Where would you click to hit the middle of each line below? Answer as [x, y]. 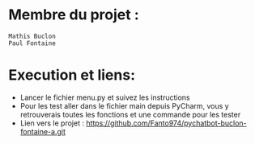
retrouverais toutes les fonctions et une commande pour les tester [130, 114]
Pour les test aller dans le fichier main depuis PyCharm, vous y [124, 105]
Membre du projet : [74, 15]
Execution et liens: [72, 75]
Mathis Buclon [32, 36]
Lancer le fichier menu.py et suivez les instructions [105, 97]
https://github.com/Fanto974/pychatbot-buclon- [166, 123]
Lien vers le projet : [52, 123]
